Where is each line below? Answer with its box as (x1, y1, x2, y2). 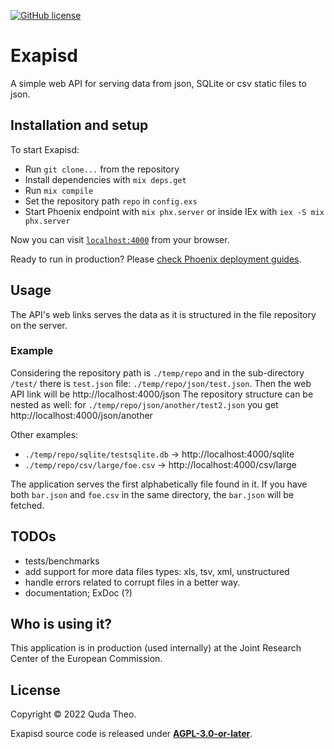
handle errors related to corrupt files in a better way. (24, 576, 241, 588)
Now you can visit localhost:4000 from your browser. (10, 233, 230, 245)
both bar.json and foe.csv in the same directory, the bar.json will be (10, 488, 295, 500)
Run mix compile (24, 184, 94, 196)
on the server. (10, 319, 68, 331)
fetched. (10, 499, 45, 511)
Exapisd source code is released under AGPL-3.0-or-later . (10, 728, 253, 740)
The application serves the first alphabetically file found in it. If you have (10, 478, 308, 490)
